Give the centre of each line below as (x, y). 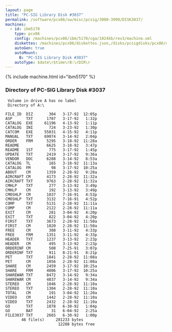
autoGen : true (29, 48)
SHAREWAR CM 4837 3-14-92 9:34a (51, 279)
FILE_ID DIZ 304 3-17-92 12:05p (51, 114)
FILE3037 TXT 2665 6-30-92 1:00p (51, 315)
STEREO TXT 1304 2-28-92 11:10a (51, 288)
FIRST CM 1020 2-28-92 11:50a (51, 226)
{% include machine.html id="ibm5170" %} (50, 77)
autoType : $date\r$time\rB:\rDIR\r (52, 62)
